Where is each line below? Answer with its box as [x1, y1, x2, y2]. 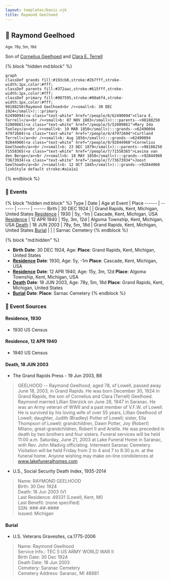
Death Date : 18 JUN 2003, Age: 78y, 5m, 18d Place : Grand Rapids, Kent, [12, 279, 164, 285]
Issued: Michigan [17, 510, 54, 517]
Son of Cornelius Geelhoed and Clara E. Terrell [5, 53, 103, 60]
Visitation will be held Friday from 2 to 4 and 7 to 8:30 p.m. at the [17, 448, 154, 454]
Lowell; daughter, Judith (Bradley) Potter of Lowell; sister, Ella [17, 415, 146, 421]
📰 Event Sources [5, 302, 47, 310]
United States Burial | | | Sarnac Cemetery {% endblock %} [5, 227, 128, 233]
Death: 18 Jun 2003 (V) [17, 489, 67, 495]
